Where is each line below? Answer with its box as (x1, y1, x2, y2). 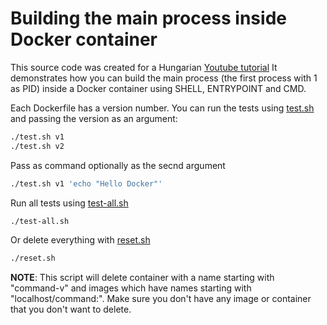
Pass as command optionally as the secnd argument (10, 159, 226, 171)
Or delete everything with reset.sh (10, 234, 151, 246)
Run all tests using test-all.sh (10, 197, 129, 209)
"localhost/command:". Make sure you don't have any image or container (10, 293, 312, 305)
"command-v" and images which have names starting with (10, 282, 252, 294)
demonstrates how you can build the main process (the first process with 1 (10, 72, 318, 84)
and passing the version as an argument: (10, 112, 178, 124)
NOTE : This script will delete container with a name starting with (10, 272, 275, 284)
